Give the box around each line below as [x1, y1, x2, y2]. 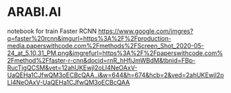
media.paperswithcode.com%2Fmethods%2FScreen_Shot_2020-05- [7, 41, 205, 50]
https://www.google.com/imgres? [98, 27, 194, 35]
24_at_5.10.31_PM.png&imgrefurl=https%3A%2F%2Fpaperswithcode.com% [7, 49, 223, 57]
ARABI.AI [7, 4, 61, 20]
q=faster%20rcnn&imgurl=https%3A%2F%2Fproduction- [7, 34, 172, 42]
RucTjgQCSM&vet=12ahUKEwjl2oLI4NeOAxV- [7, 63, 138, 72]
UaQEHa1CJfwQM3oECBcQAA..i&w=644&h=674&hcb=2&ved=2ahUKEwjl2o [7, 70, 224, 79]
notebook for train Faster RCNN [7, 27, 97, 35]
